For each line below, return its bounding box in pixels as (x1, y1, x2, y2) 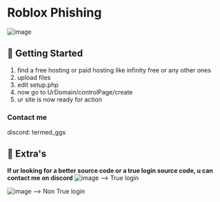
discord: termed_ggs (7, 128, 66, 137)
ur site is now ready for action (17, 95, 102, 103)
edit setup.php (17, 81, 59, 89)
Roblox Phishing (7, 5, 102, 21)
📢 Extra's (7, 148, 47, 160)
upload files (17, 73, 51, 81)
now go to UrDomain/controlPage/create (17, 88, 133, 96)
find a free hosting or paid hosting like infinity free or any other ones (17, 65, 212, 74)
